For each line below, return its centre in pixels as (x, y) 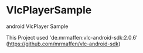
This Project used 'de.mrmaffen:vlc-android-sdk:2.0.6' (72, 37)
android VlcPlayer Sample (37, 26)
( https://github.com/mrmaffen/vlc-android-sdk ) (63, 44)
